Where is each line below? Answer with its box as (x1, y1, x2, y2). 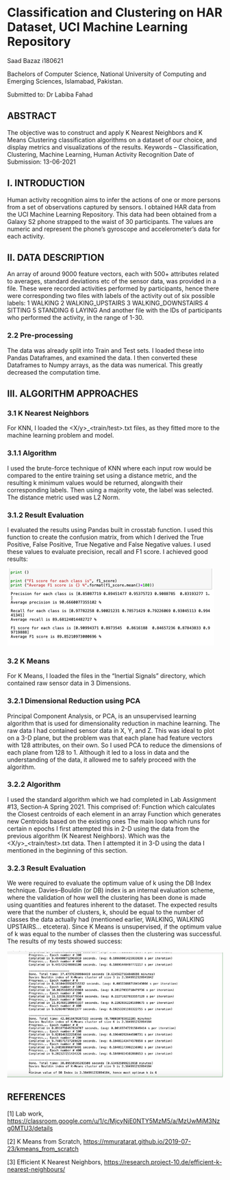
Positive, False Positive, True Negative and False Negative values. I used (7, 540, 211, 549)
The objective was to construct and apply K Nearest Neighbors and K (7, 128, 203, 136)
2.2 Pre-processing (7, 331, 73, 340)
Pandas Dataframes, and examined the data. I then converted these (7, 353, 198, 362)
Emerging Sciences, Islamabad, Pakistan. (7, 77, 123, 85)
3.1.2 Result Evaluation (7, 510, 84, 520)
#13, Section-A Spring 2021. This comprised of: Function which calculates (7, 803, 216, 811)
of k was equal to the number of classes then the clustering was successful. (7, 930, 222, 938)
